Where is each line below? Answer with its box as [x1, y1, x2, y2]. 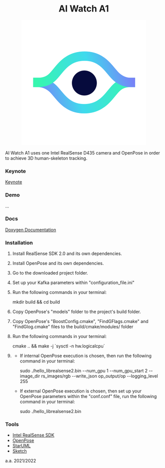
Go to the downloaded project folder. [12, 270, 88, 276]
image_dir [19, 373, 40, 379]
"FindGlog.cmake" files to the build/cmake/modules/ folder [12, 323, 134, 330]
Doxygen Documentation [5, 226, 56, 232]
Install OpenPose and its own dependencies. [12, 260, 104, 266]
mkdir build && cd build [12, 299, 60, 305]
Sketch [12, 448, 27, 454]
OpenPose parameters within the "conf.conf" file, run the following [19, 393, 157, 399]
